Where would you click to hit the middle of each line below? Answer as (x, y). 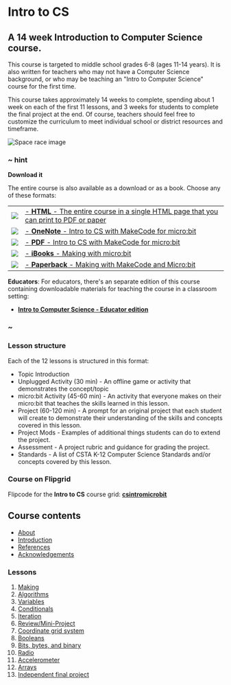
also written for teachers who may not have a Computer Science (99, 72)
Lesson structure (37, 346)
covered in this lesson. (49, 425)
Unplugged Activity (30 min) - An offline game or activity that (104, 381)
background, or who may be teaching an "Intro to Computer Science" (106, 79)
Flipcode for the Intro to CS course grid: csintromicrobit (87, 494)
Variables (31, 601)
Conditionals (35, 609)
